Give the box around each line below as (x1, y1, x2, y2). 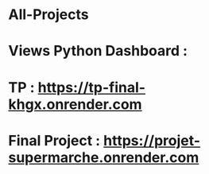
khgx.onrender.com (8, 95, 142, 113)
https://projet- (103, 131, 201, 149)
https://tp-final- (37, 78, 145, 96)
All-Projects (8, 6, 89, 24)
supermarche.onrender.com (8, 149, 199, 166)
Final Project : (8, 131, 101, 149)
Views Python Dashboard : (8, 42, 188, 60)
